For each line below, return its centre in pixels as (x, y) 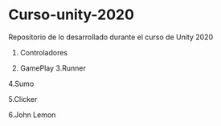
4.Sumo (21, 83)
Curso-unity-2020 (72, 15)
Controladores (44, 52)
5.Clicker (23, 99)
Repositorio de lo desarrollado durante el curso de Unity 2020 (111, 37)
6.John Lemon (32, 115)
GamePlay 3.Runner (53, 68)
